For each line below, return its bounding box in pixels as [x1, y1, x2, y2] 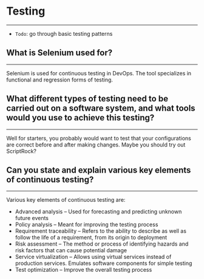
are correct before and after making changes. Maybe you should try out [6, 141, 186, 148]
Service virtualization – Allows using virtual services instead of [15, 253, 172, 261]
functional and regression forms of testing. [6, 76, 114, 83]
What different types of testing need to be [6, 94, 169, 104]
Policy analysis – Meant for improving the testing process [15, 221, 158, 229]
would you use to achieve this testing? [6, 112, 155, 123]
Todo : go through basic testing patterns [15, 30, 113, 37]
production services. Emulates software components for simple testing [15, 260, 192, 267]
